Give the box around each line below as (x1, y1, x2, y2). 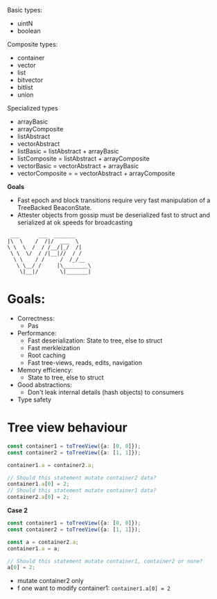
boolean (17, 27, 41, 35)
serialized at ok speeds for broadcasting (17, 218, 133, 227)
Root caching (27, 351, 66, 359)
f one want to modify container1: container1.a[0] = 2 (17, 584, 171, 593)
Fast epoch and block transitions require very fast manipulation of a (17, 196, 211, 204)
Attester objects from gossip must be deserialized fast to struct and (17, 211, 210, 219)
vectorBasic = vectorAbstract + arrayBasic (17, 162, 139, 170)
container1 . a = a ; (7, 545, 60, 552)
